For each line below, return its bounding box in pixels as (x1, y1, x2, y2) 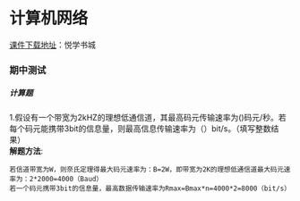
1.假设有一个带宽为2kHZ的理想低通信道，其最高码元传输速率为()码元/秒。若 (9, 112, 287, 122)
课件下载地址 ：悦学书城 (9, 39, 96, 50)
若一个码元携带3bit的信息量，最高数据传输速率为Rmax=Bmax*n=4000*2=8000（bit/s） (9, 184, 291, 193)
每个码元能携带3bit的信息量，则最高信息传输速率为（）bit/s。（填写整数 (9, 122, 271, 134)
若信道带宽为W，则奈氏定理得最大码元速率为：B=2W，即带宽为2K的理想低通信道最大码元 (9, 164, 285, 174)
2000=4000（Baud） (37, 174, 103, 183)
